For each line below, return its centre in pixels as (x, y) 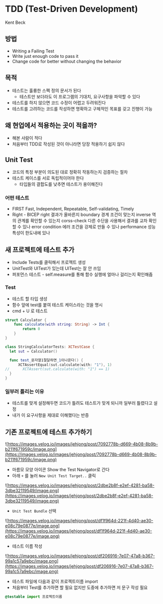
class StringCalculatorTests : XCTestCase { (50, 347)
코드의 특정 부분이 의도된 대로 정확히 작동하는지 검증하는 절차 (70, 172)
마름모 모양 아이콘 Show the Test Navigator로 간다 (61, 470)
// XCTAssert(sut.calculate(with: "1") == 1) (57, 369)
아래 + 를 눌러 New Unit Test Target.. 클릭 (54, 476)
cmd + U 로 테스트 (30, 311)
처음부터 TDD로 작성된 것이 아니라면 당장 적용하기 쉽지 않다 (68, 144)
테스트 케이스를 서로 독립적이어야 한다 (48, 178)
